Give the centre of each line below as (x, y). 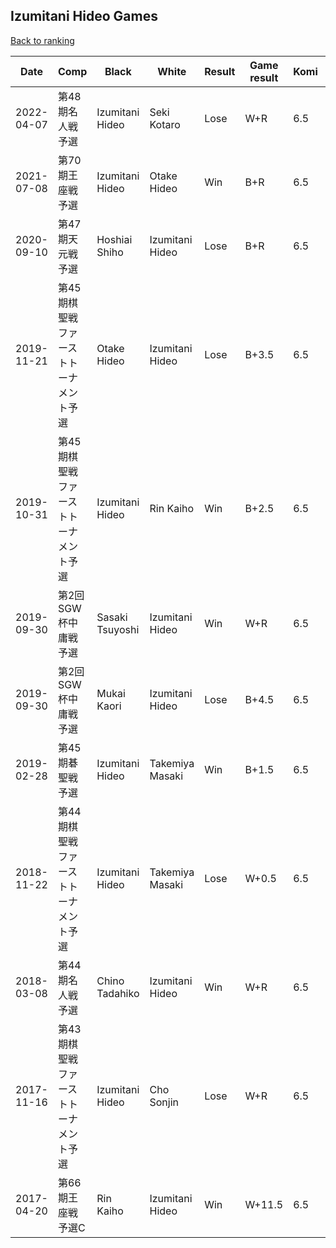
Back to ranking (42, 40)
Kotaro (165, 124)
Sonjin (164, 1102)
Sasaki (112, 617)
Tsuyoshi (118, 629)
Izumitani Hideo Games (84, 16)
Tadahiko (118, 993)
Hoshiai (114, 239)
